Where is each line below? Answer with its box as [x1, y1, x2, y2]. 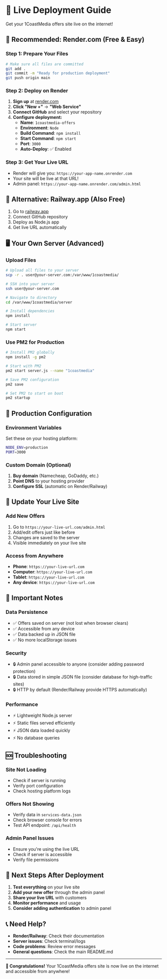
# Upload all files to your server [5, 268, 79, 273]
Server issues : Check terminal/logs [12, 938, 86, 944]
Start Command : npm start [20, 135, 76, 141]
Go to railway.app [12, 208, 49, 214]
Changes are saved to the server [12, 534, 80, 540]
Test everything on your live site [12, 884, 80, 890]
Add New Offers [5, 512, 45, 519]
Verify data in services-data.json [12, 812, 82, 818]
